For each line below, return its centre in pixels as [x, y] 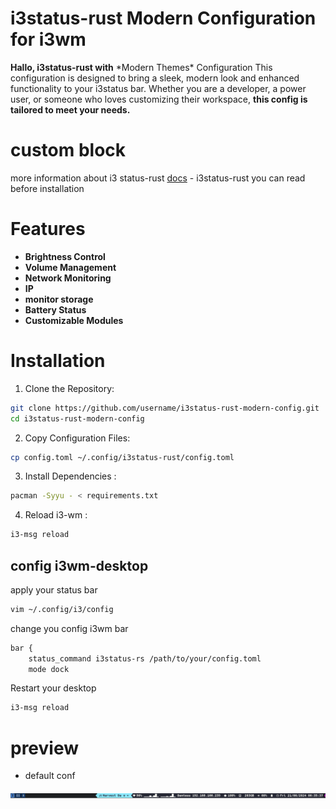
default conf [50, 776]
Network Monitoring [68, 278]
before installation [47, 188]
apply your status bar [54, 589]
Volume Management [70, 267]
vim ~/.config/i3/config [62, 609]
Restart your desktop [53, 688]
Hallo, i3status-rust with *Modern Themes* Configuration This [141, 67]
